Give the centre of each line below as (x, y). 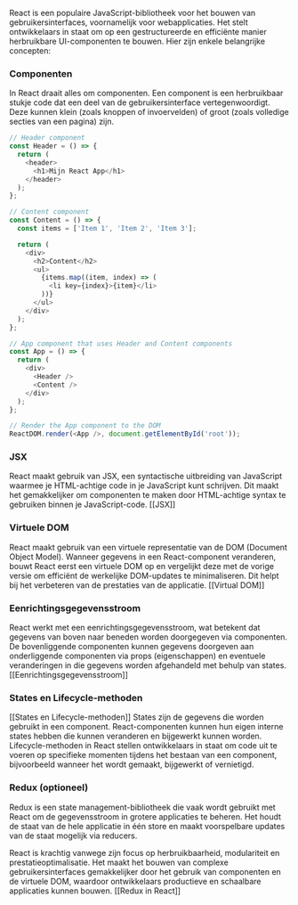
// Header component (48, 138)
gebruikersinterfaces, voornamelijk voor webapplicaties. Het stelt (129, 22)
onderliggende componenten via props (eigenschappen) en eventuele (137, 656)
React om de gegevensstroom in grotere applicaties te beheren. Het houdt (145, 816)
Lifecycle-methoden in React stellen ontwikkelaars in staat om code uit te (143, 746)
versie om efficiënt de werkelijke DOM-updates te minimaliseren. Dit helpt (144, 575)
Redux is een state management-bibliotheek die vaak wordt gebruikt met (142, 807)
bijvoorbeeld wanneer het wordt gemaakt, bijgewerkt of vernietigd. (132, 764)
